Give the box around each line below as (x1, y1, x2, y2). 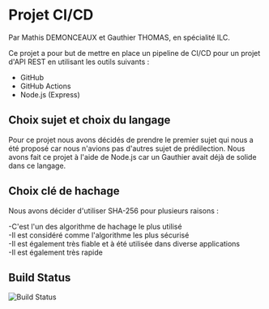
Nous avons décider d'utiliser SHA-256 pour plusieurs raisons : (8, 205, 219, 216)
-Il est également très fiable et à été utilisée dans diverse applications (8, 238, 241, 248)
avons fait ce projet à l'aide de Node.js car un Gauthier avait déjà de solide (8, 152, 257, 161)
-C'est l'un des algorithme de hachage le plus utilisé (8, 221, 182, 231)
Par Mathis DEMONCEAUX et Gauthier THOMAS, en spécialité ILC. (8, 32, 231, 42)
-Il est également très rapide (8, 247, 103, 257)
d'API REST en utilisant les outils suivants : (8, 57, 150, 67)
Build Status (8, 270, 71, 285)
